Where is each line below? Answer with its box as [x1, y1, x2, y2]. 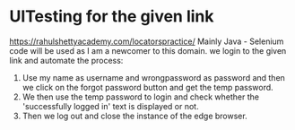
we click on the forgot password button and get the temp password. [22, 82, 273, 92]
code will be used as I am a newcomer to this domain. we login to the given [9, 45, 287, 56]
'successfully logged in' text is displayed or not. [22, 100, 199, 111]
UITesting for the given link [9, 6, 214, 27]
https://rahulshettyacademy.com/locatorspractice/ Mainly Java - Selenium [9, 36, 284, 47]
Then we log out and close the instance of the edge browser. [22, 110, 248, 121]
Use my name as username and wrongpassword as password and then [22, 72, 285, 82]
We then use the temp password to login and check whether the [22, 91, 260, 102]
